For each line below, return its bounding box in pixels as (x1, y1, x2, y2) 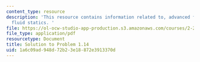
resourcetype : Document (6, 36, 65, 42)
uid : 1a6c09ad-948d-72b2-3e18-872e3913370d (6, 47, 116, 53)
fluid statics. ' (11, 19, 55, 25)
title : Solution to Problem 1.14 (6, 42, 89, 48)
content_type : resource (6, 8, 65, 15)
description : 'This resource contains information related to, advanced (6, 14, 190, 20)
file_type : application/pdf (6, 31, 76, 37)
